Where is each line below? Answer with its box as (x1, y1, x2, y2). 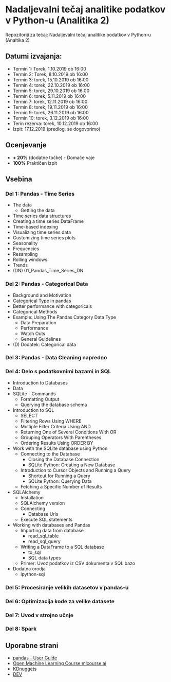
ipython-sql (20, 571, 45, 577)
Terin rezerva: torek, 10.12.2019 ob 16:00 (12, 120, 99, 127)
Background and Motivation (12, 292, 72, 298)
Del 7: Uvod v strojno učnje (5, 611, 73, 619)
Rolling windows (12, 256, 48, 263)
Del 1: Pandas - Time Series (5, 190, 75, 197)
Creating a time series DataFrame (12, 218, 84, 224)
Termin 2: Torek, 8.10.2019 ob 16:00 (12, 71, 88, 77)
